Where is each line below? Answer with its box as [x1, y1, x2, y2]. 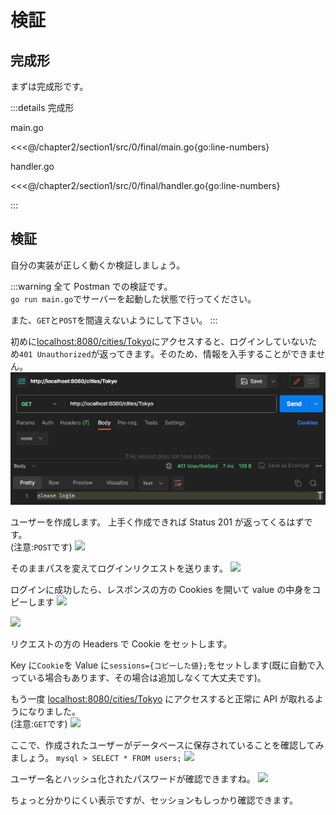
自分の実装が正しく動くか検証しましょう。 [10, 259, 186, 271]
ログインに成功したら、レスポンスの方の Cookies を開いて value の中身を [10, 584, 313, 596]
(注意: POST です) [10, 541, 73, 553]
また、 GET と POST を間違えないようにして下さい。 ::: [10, 314, 218, 326]
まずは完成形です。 [10, 81, 89, 92]
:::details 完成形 [10, 102, 75, 113]
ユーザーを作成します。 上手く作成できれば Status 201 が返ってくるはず [10, 516, 305, 528]
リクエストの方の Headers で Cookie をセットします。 [10, 638, 233, 650]
